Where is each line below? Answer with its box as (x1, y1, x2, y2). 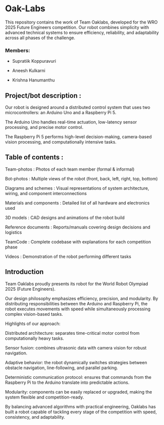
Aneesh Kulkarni (12, 68, 46, 74)
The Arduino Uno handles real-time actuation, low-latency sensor (5, 119, 137, 125)
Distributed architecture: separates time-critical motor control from (5, 330, 140, 336)
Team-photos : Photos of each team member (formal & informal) (5, 166, 135, 172)
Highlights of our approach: (5, 321, 61, 326)
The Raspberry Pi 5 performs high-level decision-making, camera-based (5, 134, 152, 140)
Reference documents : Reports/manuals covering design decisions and (5, 224, 151, 230)
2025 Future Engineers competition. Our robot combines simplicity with (5, 24, 149, 30)
